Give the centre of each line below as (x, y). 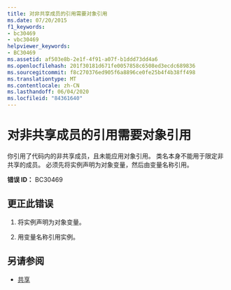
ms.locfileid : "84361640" (45, 99)
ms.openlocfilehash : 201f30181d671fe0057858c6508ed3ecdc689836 (101, 66)
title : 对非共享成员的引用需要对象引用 (57, 14)
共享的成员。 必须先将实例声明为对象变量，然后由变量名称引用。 (100, 165)
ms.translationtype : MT (42, 79)
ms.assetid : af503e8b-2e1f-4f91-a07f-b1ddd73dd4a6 (83, 60)
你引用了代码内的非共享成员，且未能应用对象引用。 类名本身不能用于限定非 (115, 156)
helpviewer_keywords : (39, 46)
